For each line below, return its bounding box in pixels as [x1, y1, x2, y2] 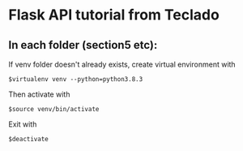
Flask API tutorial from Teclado [8, 6, 220, 24]
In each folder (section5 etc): [8, 38, 158, 52]
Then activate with [8, 89, 70, 99]
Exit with [8, 119, 37, 129]
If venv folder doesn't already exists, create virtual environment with [8, 59, 237, 69]
